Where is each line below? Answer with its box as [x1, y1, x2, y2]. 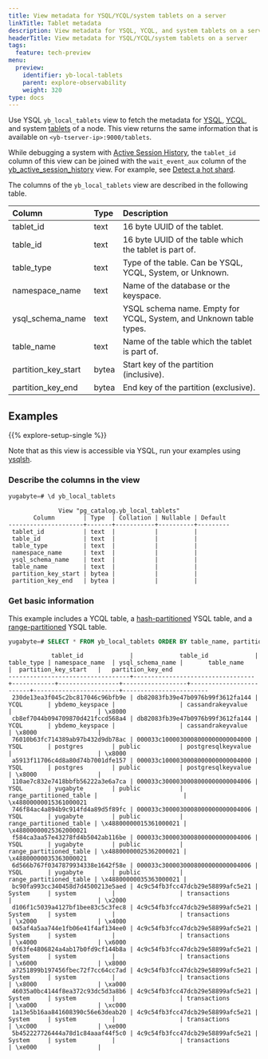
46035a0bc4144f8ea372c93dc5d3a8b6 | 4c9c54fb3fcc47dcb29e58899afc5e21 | [11, 988, 259, 996]
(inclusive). [122, 369, 165, 380]
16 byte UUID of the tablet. [122, 221, 224, 233]
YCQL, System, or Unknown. [122, 267, 229, 278]
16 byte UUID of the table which [122, 234, 243, 245]
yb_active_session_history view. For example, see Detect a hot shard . [8, 165, 236, 174]
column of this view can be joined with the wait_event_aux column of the [8, 157, 247, 166]
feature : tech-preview [15, 49, 91, 57]
